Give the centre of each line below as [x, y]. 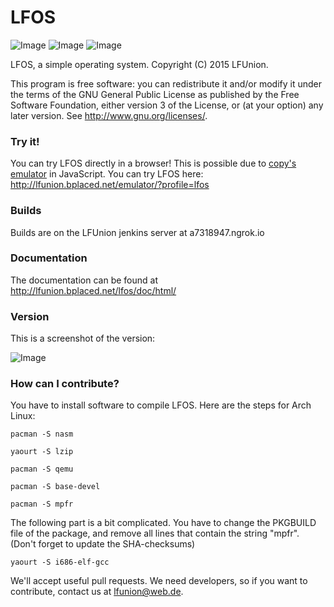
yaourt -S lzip [42, 452]
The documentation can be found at [84, 280]
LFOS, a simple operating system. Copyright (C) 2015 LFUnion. [139, 64]
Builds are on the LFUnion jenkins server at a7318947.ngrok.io [137, 232]
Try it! [25, 141]
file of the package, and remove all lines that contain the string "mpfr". [155, 533]
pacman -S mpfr [42, 504]
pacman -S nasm [42, 434]
